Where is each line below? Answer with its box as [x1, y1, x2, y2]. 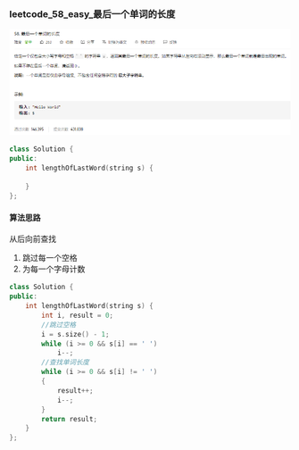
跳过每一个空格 [21, 253, 78, 263]
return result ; [41, 414, 98, 423]
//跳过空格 [41, 320, 77, 329]
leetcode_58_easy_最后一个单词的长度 [9, 7, 176, 20]
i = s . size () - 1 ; [41, 329, 110, 338]
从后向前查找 [9, 234, 56, 245]
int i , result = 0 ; [41, 311, 114, 320]
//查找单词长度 [41, 358, 89, 367]
